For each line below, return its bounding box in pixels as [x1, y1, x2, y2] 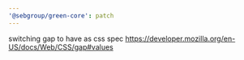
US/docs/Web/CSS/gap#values [8, 42, 113, 52]
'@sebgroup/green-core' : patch [8, 11, 114, 20]
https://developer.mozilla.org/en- [125, 34, 236, 43]
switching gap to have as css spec [8, 34, 124, 43]
